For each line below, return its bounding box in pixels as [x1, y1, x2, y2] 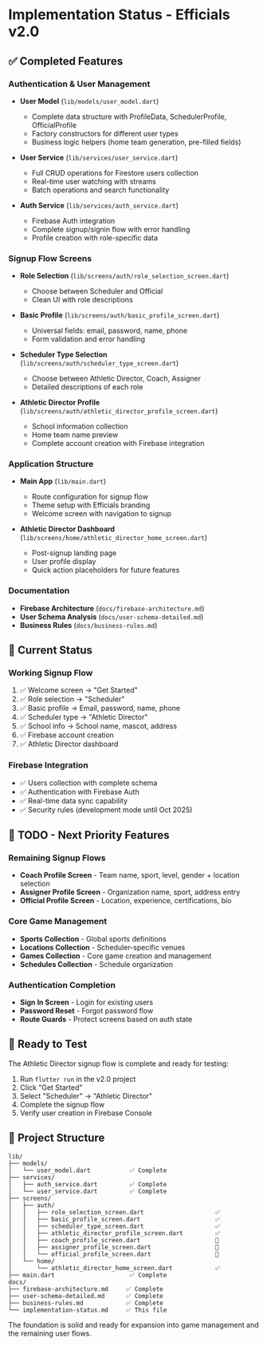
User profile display [31, 557, 96, 566]
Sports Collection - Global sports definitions [19, 934, 167, 943]
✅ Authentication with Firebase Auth [19, 787, 139, 796]
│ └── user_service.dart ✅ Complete [8, 1187, 167, 1195]
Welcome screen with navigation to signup [31, 509, 172, 519]
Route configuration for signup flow [31, 492, 149, 502]
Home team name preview [31, 430, 119, 440]
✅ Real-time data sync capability [19, 795, 128, 805]
